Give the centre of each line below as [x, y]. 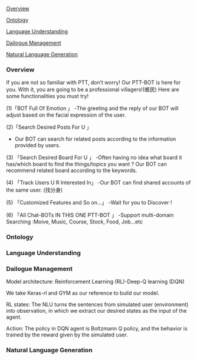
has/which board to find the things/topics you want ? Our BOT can [86, 164]
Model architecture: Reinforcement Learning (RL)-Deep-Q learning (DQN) [95, 282]
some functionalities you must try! [47, 96]
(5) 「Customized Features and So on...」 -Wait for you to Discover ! [89, 203]
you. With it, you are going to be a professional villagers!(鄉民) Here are [93, 90]
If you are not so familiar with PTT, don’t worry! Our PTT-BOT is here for [93, 83]
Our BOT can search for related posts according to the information [95, 139]
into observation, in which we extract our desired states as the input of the [96, 311]
